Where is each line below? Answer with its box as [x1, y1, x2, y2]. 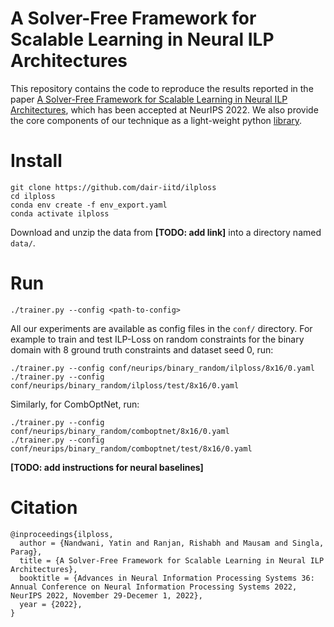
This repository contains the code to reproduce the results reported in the [10, 82, 314, 94]
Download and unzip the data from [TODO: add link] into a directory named [10, 226, 322, 238]
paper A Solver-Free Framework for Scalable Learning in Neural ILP [10, 93, 288, 105]
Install [10, 150, 63, 172]
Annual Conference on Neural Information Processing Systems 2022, [10, 582, 298, 592]
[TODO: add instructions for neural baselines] [10, 461, 204, 473]
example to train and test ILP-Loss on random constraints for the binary [10, 333, 305, 345]
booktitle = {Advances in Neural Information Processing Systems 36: [19, 573, 315, 583]
